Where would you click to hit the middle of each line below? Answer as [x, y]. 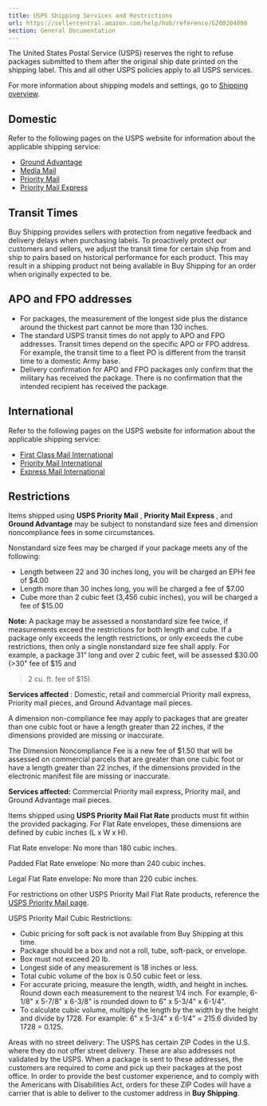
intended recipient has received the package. [94, 386]
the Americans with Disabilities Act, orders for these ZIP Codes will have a [130, 1084]
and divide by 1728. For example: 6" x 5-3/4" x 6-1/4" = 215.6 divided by [138, 1018]
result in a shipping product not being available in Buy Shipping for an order [132, 266]
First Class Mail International [67, 455]
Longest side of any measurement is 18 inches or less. [109, 968]
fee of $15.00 [41, 606]
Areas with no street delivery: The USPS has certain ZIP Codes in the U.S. [129, 1042]
